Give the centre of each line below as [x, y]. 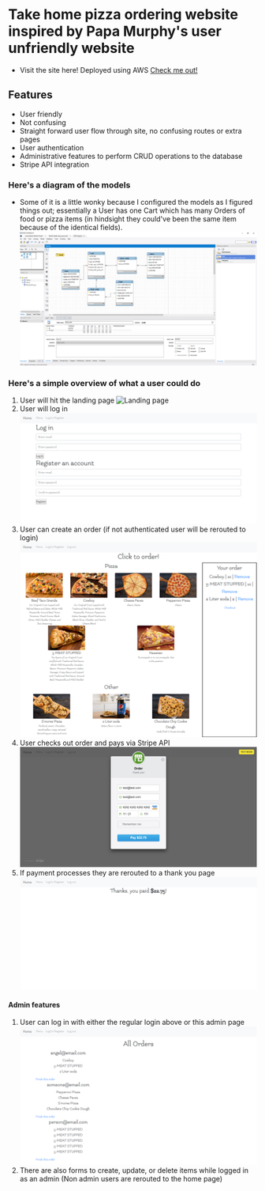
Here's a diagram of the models [69, 185]
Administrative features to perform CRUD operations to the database [131, 156]
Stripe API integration [54, 164]
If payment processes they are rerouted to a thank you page [117, 872]
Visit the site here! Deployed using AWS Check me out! [109, 70]
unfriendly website [71, 48]
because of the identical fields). [71, 228]
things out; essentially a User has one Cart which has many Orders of [132, 210]
